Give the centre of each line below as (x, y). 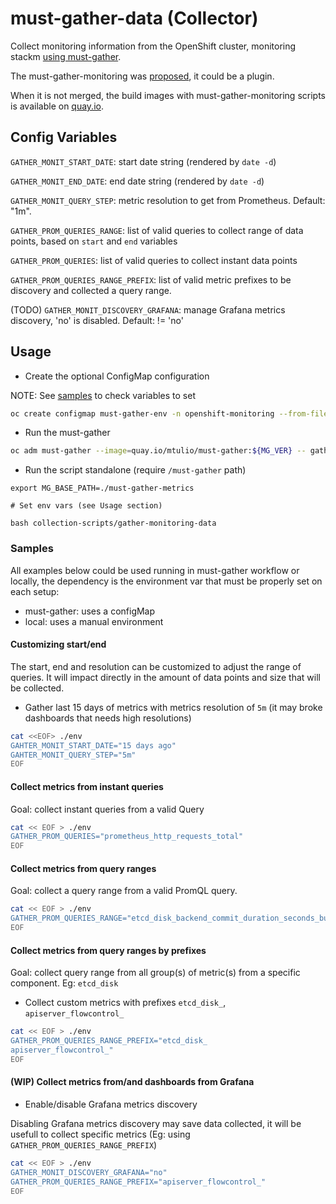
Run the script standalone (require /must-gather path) (135, 470)
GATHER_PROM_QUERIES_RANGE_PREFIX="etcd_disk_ (109, 1041)
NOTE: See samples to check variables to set (103, 395)
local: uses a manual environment (94, 621)
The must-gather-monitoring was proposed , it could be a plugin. (142, 76)
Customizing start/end (58, 644)
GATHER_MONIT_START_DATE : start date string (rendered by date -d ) (143, 161)
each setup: (35, 591)
